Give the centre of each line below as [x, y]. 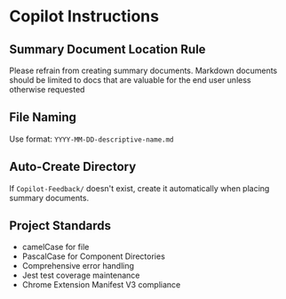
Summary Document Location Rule [107, 49]
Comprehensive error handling [78, 266]
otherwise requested [47, 89]
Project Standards [60, 226]
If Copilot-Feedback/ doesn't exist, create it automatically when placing [139, 188]
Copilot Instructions [84, 16]
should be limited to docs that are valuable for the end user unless [130, 80]
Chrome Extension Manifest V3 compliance [101, 285]
